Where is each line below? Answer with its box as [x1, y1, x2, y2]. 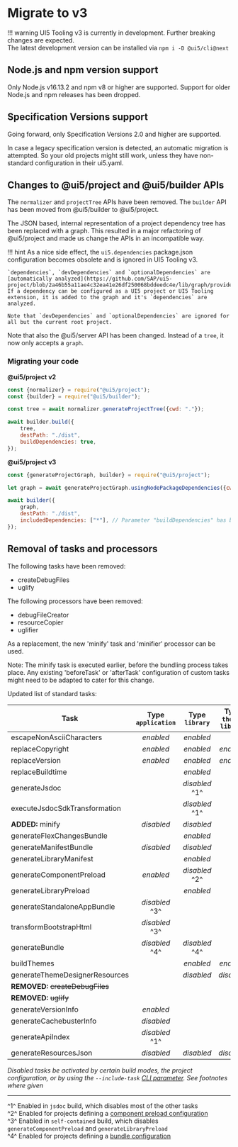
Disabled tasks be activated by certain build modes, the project [7, 1065, 193, 1075]
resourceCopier [17, 618, 64, 627]
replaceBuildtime [11, 767, 67, 777]
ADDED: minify [11, 819, 61, 829]
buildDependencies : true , [20, 438, 97, 445]
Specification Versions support [7, 111, 149, 123]
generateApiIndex [11, 1031, 70, 1041]
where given [7, 1081, 44, 1090]
